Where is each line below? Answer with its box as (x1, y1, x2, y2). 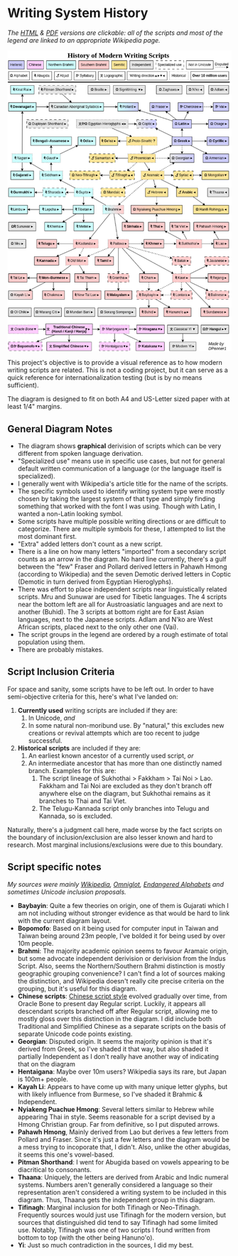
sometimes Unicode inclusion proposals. (7, 888, 126, 896)
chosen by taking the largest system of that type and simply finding (17, 494, 215, 503)
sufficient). (7, 381, 39, 390)
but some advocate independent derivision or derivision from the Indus (17, 954, 226, 963)
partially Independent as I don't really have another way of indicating (17, 1052, 219, 1061)
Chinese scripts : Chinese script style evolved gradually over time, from (17, 992, 227, 1000)
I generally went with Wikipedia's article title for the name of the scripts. (17, 479, 229, 488)
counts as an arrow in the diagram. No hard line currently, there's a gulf (17, 555, 227, 563)
